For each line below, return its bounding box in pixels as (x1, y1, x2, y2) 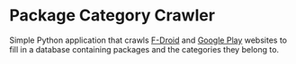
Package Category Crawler (9, 5, 216, 26)
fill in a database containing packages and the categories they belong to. (9, 44, 280, 54)
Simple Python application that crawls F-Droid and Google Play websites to (9, 35, 288, 45)
